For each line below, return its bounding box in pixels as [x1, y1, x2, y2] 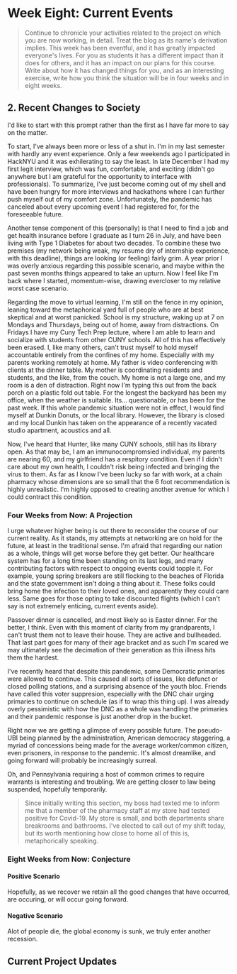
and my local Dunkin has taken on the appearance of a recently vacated [7, 418, 217, 427]
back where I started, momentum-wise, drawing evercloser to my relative [7, 276, 221, 285]
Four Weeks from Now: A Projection [7, 510, 133, 520]
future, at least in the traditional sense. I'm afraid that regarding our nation [7, 542, 223, 550]
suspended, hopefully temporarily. [7, 785, 108, 794]
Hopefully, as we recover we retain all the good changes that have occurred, [7, 887, 231, 896]
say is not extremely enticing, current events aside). [7, 602, 158, 611]
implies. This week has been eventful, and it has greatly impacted [24, 43, 216, 52]
